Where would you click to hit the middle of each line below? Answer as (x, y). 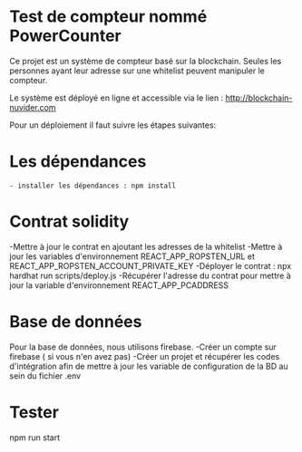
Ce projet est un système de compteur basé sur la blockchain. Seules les (146, 61)
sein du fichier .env (45, 375)
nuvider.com (33, 107)
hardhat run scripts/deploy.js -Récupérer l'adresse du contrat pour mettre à (151, 275)
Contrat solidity (69, 221)
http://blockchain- (259, 98)
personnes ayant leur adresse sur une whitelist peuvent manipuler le (137, 71)
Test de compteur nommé (108, 17)
